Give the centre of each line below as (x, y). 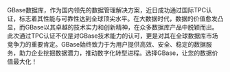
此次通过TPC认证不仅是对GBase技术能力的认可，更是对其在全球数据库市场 (113, 36)
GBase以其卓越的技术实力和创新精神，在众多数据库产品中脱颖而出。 (122, 27)
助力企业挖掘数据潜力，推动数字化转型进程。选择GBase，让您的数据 (116, 53)
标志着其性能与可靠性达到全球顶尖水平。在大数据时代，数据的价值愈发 (118, 19)
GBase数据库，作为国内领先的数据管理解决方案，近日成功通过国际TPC (107, 10)
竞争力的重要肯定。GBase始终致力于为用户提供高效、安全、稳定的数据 (107, 44)
